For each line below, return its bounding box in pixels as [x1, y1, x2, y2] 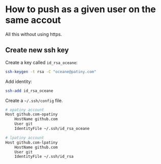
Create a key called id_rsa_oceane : [5, 59, 78, 65]
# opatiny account [5, 107, 44, 112]
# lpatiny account [5, 135, 44, 140]
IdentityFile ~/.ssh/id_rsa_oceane [14, 126, 90, 131]
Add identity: [5, 78, 32, 84]
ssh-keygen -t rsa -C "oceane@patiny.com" [5, 69, 96, 74]
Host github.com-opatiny [5, 112, 58, 117]
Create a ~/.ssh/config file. [5, 97, 63, 104]
